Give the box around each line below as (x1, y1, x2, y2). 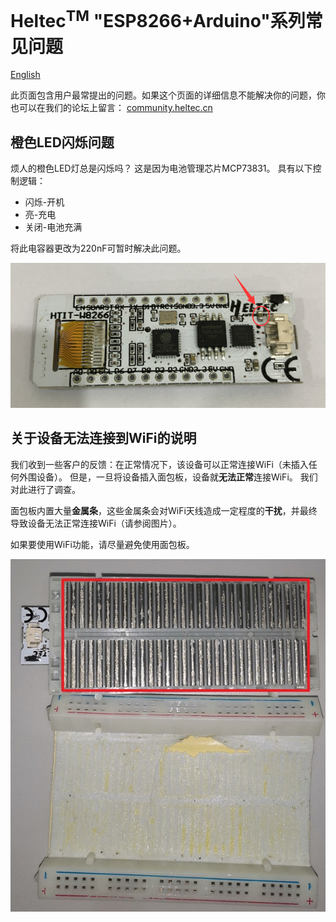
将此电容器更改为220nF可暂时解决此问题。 (10, 242, 187, 255)
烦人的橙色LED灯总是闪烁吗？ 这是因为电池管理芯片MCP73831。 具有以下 (10, 162, 313, 175)
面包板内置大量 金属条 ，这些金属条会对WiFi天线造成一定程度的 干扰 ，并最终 (10, 504, 318, 516)
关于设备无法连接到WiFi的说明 (10, 430, 197, 447)
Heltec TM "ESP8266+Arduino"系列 (10, 6, 306, 33)
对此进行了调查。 (10, 483, 81, 495)
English (10, 69, 41, 81)
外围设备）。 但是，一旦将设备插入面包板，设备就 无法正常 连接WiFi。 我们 (18, 471, 318, 483)
